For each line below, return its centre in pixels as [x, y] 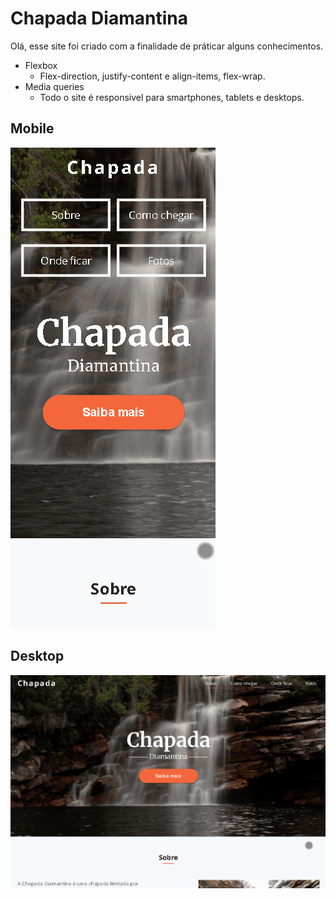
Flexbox [41, 65]
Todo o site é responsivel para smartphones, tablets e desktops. [172, 97]
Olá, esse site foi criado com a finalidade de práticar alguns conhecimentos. [167, 46]
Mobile [32, 128]
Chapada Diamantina [99, 18]
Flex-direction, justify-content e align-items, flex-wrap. [152, 76]
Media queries [54, 86]
